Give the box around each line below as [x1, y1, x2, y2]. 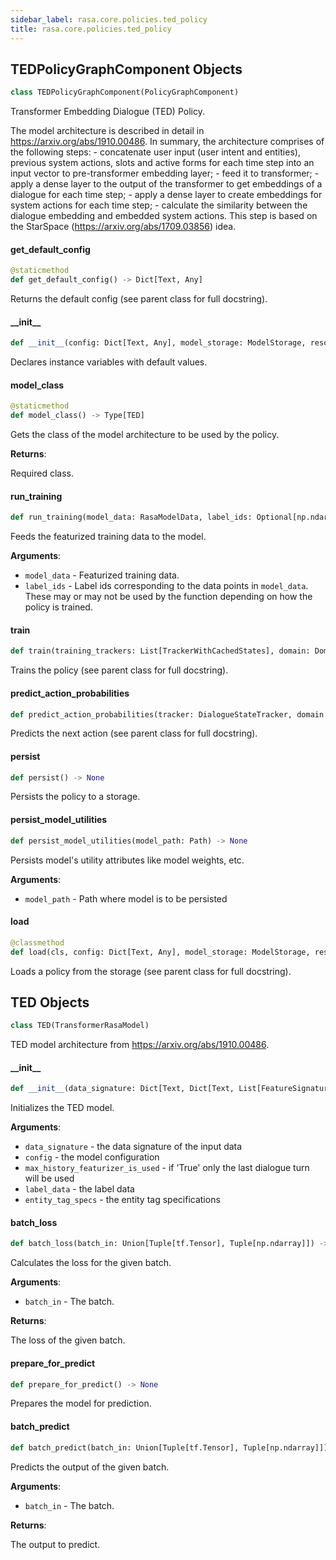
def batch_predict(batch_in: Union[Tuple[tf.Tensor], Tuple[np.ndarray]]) [10, 1442, 329, 1453]
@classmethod [10, 937, 65, 948]
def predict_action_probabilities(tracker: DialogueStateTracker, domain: [10, 709, 329, 720]
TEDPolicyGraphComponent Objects [10, 61, 243, 78]
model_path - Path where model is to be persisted [24, 892, 228, 905]
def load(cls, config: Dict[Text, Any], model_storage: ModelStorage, [10, 947, 311, 957]
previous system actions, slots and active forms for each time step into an [10, 157, 315, 169]
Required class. [10, 467, 74, 480]
